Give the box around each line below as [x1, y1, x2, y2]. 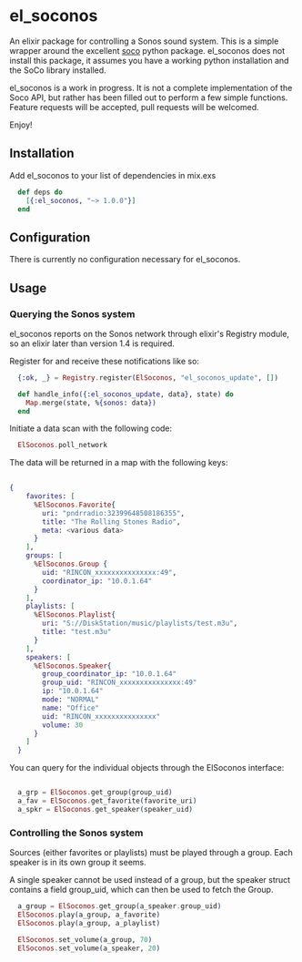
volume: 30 [42, 721, 84, 730]
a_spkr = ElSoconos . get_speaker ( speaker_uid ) [17, 804, 194, 814]
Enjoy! [9, 119, 34, 130]
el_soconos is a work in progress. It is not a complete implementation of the [9, 82, 293, 93]
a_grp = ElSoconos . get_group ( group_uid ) [17, 788, 173, 797]
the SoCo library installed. [9, 65, 106, 76]
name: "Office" [42, 703, 100, 712]
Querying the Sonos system [9, 307, 136, 320]
